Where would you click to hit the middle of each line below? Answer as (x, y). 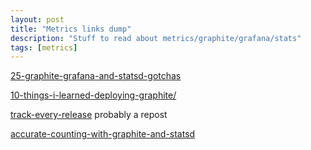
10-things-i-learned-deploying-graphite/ (93, 95)
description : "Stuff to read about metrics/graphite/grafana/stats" (156, 38)
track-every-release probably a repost (89, 115)
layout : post (37, 19)
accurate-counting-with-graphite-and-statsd (103, 134)
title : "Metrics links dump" (71, 29)
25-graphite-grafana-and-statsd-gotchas (96, 76)
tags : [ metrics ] (44, 47)
